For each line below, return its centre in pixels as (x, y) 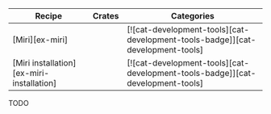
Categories (193, 16)
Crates (106, 16)
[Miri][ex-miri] (40, 40)
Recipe (49, 16)
